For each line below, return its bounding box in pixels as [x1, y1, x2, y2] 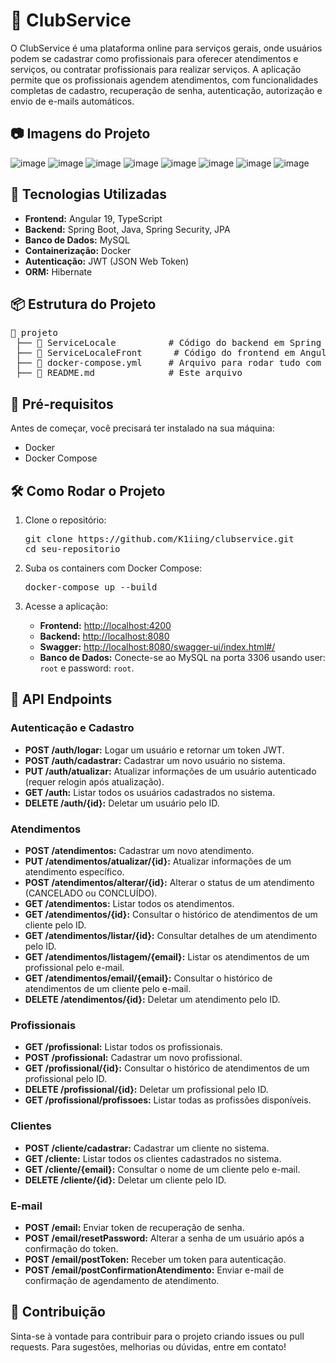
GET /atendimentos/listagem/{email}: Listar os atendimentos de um [24, 950, 310, 963]
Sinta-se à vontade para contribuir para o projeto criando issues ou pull [10, 1330, 305, 1342]
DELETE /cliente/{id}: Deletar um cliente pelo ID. [24, 1174, 227, 1186]
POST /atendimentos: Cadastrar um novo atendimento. [24, 844, 255, 856]
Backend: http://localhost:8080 [39, 630, 170, 642]
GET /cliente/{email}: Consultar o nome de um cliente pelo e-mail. [24, 1163, 301, 1175]
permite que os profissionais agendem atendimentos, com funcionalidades [10, 74, 319, 86]
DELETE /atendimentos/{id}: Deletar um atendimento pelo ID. [24, 993, 281, 1005]
